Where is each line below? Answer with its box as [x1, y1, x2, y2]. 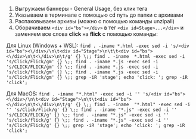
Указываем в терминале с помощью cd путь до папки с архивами [14, 11, 183, 18]
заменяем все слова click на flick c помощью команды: [14, 30, 158, 38]
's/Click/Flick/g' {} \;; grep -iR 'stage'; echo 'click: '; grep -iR [6, 122, 185, 128]
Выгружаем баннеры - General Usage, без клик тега [14, 5, 148, 12]
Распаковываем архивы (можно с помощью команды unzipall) [14, 18, 175, 24]
